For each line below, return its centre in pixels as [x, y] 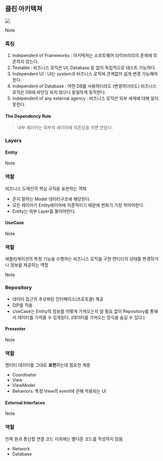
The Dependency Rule [28, 116]
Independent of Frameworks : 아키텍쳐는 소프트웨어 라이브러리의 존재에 [82, 55]
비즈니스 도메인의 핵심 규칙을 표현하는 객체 [46, 189]
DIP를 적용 [22, 305]
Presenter [15, 329]
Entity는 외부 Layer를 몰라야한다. [44, 211]
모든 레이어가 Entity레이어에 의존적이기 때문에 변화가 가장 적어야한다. [78, 205]
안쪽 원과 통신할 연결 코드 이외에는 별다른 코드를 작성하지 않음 [64, 439]
